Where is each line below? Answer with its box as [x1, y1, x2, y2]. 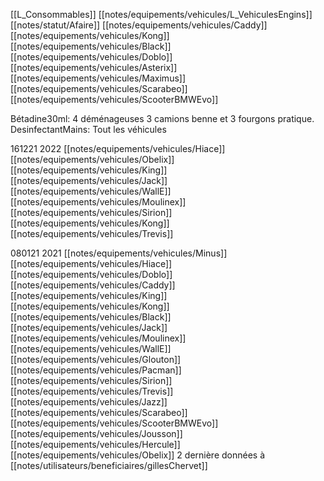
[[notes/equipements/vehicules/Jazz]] [10, 396, 168, 408]
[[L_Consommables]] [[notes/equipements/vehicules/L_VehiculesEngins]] [10, 9, 313, 20]
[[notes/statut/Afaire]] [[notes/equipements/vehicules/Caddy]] [10, 19, 268, 31]
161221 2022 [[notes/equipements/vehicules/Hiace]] [10, 143, 226, 154]
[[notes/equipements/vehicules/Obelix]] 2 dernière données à [10, 449, 266, 461]
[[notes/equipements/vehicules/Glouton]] [10, 354, 182, 365]
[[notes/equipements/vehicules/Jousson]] [10, 428, 183, 439]
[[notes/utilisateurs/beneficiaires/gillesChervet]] [10, 460, 208, 471]
